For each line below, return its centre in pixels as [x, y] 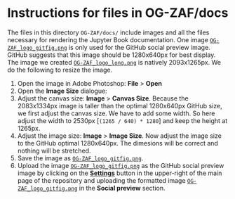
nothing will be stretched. [54, 150]
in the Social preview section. [122, 188]
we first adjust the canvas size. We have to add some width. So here [116, 113]
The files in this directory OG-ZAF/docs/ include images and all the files [108, 32]
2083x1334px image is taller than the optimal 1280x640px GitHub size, [120, 105]
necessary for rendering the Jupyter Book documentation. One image [108, 39]
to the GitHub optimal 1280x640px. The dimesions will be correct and [118, 143]
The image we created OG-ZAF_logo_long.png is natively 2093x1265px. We [114, 62]
